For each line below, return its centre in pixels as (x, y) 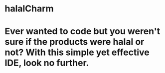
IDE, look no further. (47, 63)
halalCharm (29, 9)
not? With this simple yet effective (77, 52)
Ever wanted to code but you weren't (82, 32)
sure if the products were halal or (75, 42)
